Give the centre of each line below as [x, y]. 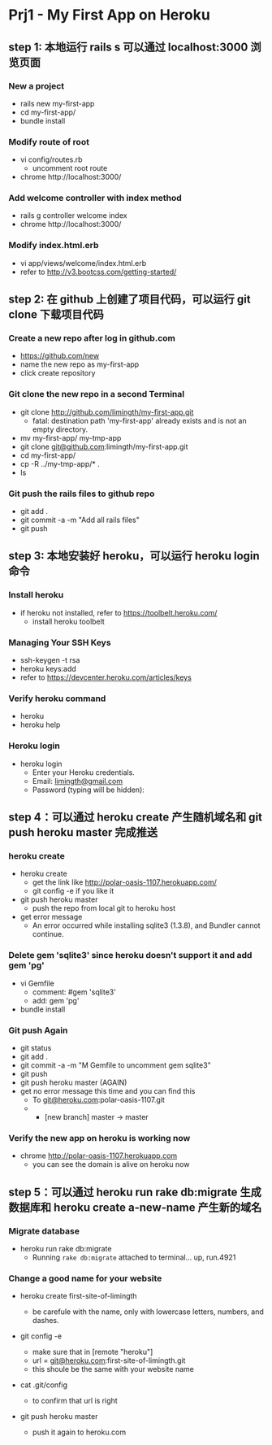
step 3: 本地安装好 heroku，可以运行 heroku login [134, 556]
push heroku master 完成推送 [83, 832]
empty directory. [60, 429]
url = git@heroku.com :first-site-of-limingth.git [109, 1360]
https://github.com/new [60, 356]
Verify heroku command [57, 699]
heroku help [40, 725]
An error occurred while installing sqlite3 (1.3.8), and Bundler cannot [147, 925]
